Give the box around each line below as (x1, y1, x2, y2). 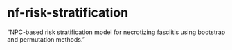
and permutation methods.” (7, 35, 85, 43)
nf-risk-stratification (7, 5, 129, 21)
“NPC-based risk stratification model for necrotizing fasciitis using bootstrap (7, 28, 226, 36)
